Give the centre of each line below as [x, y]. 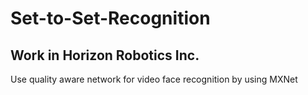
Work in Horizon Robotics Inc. [105, 55]
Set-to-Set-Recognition [110, 18]
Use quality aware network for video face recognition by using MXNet [154, 79]
